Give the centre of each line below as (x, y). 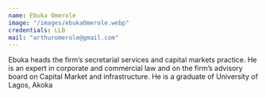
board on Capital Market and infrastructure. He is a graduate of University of (133, 76)
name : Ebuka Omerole (42, 15)
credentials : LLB (37, 30)
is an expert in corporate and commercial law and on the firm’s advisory (126, 69)
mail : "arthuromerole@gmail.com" (64, 37)
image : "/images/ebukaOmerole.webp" (69, 23)
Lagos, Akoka (31, 85)
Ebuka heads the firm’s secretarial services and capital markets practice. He (133, 60)
